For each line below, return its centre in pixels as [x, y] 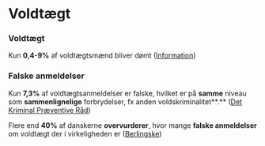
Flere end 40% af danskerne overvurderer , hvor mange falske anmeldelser [132, 125]
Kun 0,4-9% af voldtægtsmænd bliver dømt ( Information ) [102, 55]
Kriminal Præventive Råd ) [49, 110]
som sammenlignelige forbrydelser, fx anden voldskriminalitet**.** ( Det [125, 101]
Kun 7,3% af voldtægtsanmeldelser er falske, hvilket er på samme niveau [127, 93]
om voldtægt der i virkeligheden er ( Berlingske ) [85, 133]
